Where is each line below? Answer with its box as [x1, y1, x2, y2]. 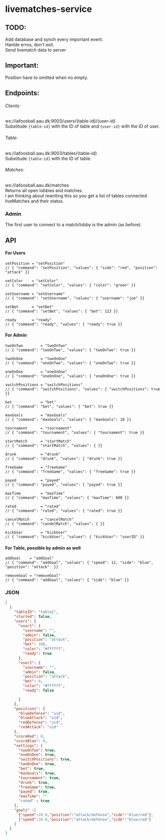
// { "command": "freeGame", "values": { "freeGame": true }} [5, 469, 136, 474]
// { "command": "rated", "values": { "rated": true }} [5, 508, 123, 513]
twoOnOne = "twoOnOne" [5, 356, 68, 361]
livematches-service [5, 3, 92, 15]
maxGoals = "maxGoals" [5, 413, 68, 418]
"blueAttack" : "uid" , [18, 715, 63, 720]
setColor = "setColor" [5, 278, 58, 283]
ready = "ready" [5, 317, 52, 322]
